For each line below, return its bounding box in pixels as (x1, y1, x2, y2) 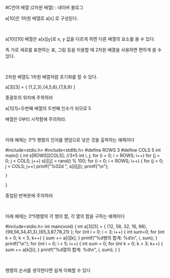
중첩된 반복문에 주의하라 (5, 192, 53, 199)
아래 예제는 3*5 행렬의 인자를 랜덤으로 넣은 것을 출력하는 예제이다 (5, 137, 134, 143)
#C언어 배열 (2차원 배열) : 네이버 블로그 (5, 5, 84, 10)
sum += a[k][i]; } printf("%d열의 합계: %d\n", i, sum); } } (5, 246, 120, 253)
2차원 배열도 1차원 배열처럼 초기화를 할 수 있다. (5, 74, 98, 80)
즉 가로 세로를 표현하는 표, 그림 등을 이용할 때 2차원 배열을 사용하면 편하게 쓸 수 (5, 47, 162, 52)
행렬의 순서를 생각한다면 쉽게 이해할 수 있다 (5, 267, 91, 273)
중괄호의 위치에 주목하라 (5, 95, 53, 100)
